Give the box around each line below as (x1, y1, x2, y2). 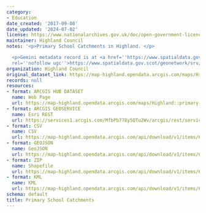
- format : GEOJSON (6, 140, 53, 146)
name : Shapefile (12, 163, 53, 169)
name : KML (12, 180, 37, 186)
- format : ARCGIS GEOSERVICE (6, 106, 81, 112)
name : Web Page (12, 95, 51, 101)
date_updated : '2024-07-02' (6, 26, 78, 33)
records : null (6, 77, 43, 83)
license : (6, 32, 29, 38)
